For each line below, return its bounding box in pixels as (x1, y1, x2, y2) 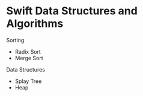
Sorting (6, 36, 25, 44)
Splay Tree (14, 78, 42, 85)
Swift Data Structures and (6, 4, 138, 18)
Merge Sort (14, 54, 43, 61)
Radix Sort (14, 48, 41, 55)
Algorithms (6, 17, 64, 30)
